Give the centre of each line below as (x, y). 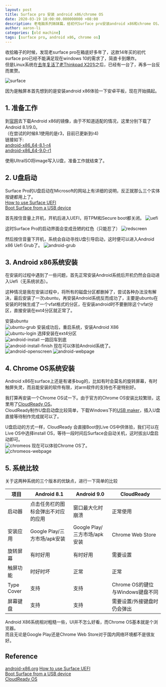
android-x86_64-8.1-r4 (28, 145)
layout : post (19, 10)
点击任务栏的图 (48, 504)
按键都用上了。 (20, 197)
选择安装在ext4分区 (57, 333)
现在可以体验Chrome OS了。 (61, 446)
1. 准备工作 (21, 108)
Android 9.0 (90, 494)
